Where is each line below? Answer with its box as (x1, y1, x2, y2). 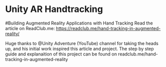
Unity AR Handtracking (5, 3, 103, 15)
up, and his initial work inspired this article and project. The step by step (5, 45, 154, 51)
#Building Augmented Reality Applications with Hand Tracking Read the (5, 20, 153, 26)
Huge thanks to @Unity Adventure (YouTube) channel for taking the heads (5, 40, 159, 46)
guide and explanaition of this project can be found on (5, 51, 117, 57)
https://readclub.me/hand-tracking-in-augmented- (56, 25, 161, 31)
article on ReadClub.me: (5, 25, 55, 31)
